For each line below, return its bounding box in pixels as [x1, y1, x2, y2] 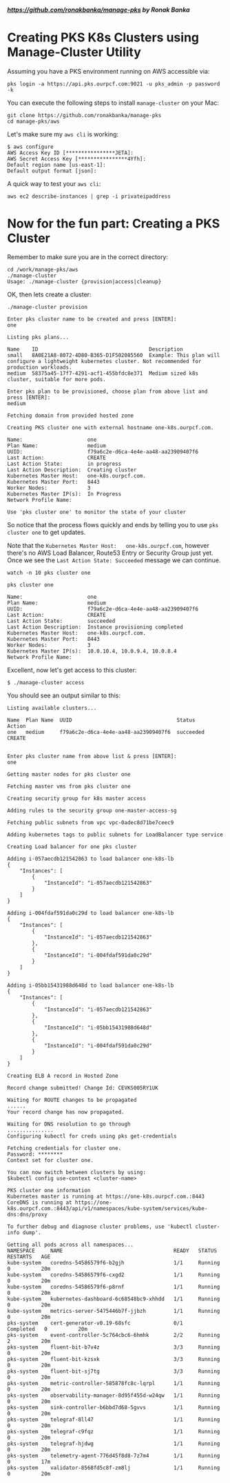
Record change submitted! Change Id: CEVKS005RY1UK [7, 1085, 158, 1092]
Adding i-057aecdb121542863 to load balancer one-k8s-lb [7, 855, 174, 863]
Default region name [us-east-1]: [7, 161, 107, 168]
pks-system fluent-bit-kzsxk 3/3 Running [7, 1356, 220, 1363]
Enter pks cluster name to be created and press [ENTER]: [7, 316, 177, 323]
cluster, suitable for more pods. [7, 376, 107, 383]
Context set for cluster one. [7, 1157, 94, 1164]
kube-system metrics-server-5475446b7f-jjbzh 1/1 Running [7, 1308, 220, 1315]
